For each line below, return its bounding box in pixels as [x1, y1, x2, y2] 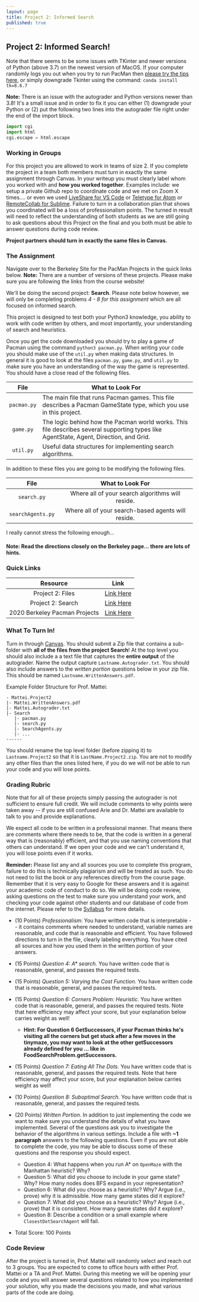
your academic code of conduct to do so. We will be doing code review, [6, 886, 181, 894]
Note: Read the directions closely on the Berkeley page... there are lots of [6, 543, 191, 550]
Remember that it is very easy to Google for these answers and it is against [6, 880, 190, 887]
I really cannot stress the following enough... [6, 529, 114, 536]
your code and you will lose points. [6, 765, 91, 773]
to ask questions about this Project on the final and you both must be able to [6, 219, 192, 227]
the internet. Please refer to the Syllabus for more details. [6, 905, 146, 913]
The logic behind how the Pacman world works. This [42, 418, 188, 426]
